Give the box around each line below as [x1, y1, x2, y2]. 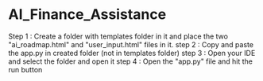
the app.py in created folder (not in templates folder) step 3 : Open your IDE [8, 48, 256, 57]
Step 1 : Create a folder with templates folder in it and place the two [8, 31, 229, 41]
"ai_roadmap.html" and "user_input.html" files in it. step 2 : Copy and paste [8, 39, 254, 49]
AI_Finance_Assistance [8, 6, 167, 24]
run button [8, 64, 43, 74]
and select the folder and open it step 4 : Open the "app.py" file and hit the [8, 57, 253, 66]
